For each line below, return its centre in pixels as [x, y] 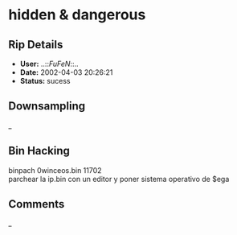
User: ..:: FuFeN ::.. [49, 64]
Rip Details [36, 45]
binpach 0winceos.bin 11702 [55, 170]
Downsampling [47, 106]
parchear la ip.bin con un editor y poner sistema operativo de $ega [119, 179]
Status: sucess [45, 81]
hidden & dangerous [77, 15]
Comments [37, 204]
